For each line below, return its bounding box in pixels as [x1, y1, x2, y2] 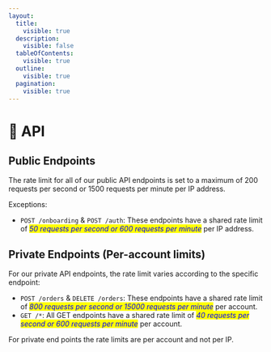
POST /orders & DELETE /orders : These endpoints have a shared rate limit [19, 293, 263, 303]
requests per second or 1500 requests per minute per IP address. [8, 184, 226, 194]
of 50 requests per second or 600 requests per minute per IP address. [19, 224, 255, 234]
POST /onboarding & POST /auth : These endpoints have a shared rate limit [19, 215, 263, 225]
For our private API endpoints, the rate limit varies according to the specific [8, 269, 259, 279]
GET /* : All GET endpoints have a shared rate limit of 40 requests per [19, 311, 250, 320]
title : [15, 19, 38, 28]
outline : [15, 65, 45, 73]
